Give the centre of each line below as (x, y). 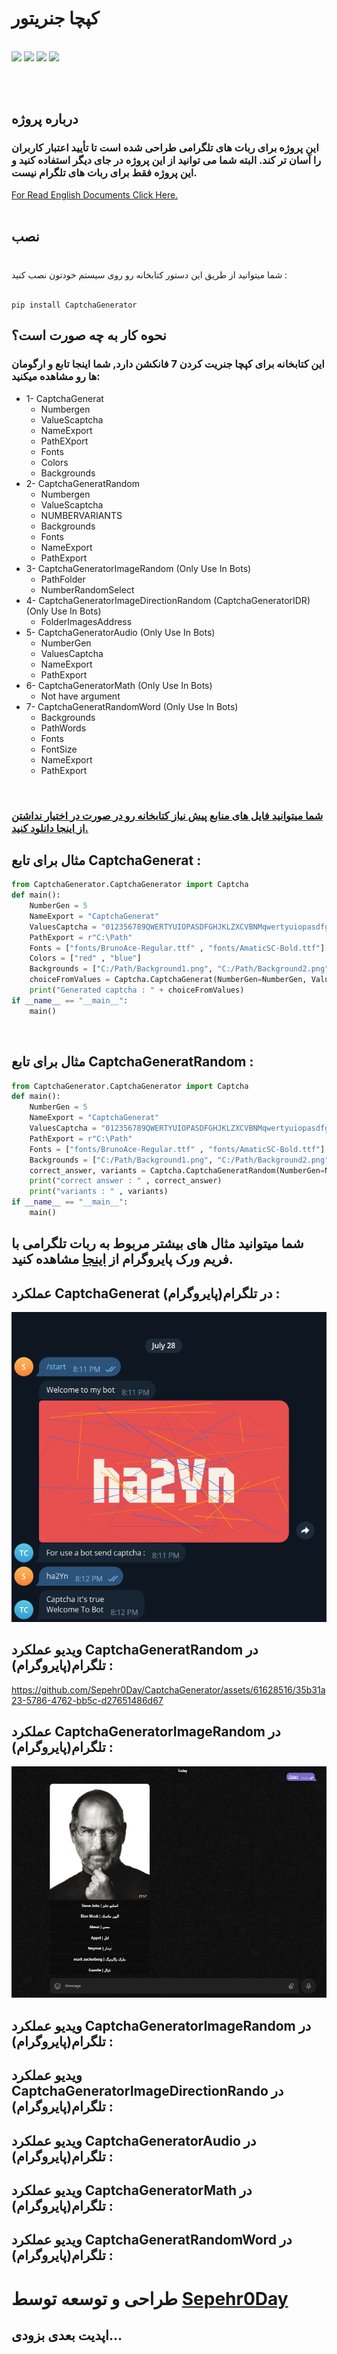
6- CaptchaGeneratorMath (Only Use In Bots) (119, 685)
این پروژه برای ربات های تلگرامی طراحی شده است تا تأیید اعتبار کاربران (165, 148)
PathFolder (63, 579)
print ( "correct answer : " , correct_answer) (126, 1181)
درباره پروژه (45, 119)
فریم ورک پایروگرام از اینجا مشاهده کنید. (122, 1259)
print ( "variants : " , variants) (99, 1192)
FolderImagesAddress (86, 621)
